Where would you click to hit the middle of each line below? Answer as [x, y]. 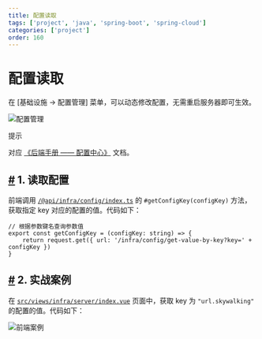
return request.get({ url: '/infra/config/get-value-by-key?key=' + [137, 240]
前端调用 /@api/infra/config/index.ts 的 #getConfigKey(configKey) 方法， [130, 200]
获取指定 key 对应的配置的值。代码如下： [75, 210]
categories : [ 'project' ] [49, 30]
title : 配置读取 [32, 15]
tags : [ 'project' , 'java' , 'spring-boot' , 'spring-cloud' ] [107, 23]
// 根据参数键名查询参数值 [46, 226]
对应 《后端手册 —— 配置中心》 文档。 [71, 153]
